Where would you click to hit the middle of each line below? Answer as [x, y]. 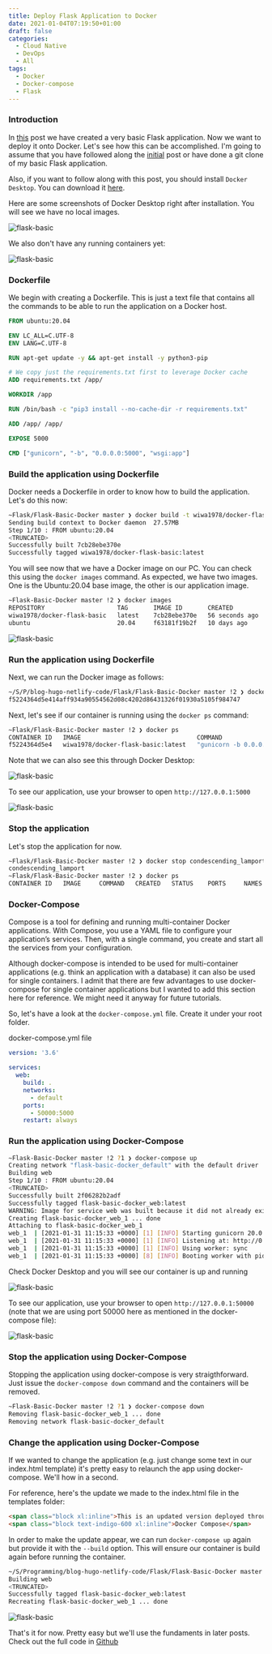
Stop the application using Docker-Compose [98, 1356]
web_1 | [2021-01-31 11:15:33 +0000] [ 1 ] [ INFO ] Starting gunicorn [126, 1233]
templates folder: [37, 1502]
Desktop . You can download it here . [67, 187]
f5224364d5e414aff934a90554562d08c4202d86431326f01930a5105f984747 [125, 699]
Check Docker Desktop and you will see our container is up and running [128, 1271]
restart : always [51, 1121]
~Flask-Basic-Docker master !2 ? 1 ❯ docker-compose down [106, 1407]
